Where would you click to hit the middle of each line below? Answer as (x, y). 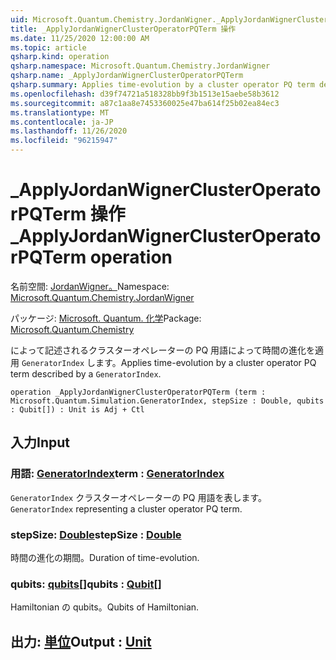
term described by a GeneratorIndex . (86, 373)
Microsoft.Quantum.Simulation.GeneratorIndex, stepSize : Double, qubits (167, 401)
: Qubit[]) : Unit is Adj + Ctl (77, 409)
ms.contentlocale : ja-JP (62, 122)
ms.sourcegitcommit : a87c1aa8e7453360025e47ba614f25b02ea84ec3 (145, 103)
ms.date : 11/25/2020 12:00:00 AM (80, 38)
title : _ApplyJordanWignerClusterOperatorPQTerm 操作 (123, 29)
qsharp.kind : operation (60, 57)
